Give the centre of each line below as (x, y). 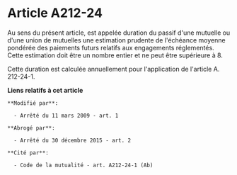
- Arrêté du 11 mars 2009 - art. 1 (66, 115)
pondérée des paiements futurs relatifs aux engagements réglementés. (111, 47)
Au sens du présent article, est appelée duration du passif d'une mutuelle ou (119, 33)
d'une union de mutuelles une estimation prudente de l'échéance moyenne (116, 40)
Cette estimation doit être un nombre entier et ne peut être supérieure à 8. (115, 55)
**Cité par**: (28, 153)
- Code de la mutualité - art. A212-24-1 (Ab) (83, 165)
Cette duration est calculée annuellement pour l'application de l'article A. (114, 69)
